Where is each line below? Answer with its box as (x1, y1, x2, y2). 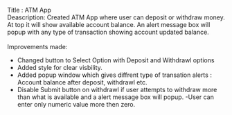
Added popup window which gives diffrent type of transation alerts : (17, 71, 213, 79)
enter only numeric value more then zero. (17, 100, 136, 108)
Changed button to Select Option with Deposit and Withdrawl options (17, 56, 215, 64)
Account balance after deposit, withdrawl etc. (17, 78, 148, 86)
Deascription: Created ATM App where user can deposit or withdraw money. (7, 13, 225, 21)
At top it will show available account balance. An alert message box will (7, 21, 211, 28)
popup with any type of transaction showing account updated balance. (7, 28, 209, 36)
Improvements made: (7, 43, 68, 51)
